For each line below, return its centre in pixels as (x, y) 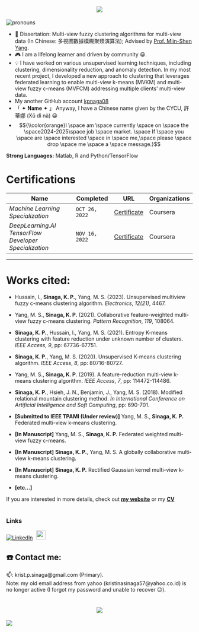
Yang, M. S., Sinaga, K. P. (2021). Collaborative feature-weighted (94, 315)
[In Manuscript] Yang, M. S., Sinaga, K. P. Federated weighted (91, 434)
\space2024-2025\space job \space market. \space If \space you (104, 131)
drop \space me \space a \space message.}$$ (104, 144)
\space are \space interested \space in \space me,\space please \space (104, 138)
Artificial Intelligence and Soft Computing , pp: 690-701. (82, 405)
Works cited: (38, 280)
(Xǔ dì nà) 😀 (42, 115)
